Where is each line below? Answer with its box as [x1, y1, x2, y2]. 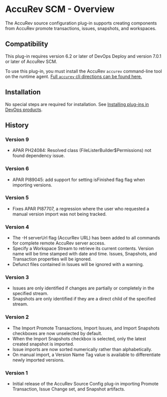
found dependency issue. [12, 152, 65, 158]
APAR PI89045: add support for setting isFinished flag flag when [12, 176, 146, 182]
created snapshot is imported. [12, 341, 74, 347]
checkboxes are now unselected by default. [12, 330, 103, 336]
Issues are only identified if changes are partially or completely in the [12, 285, 155, 291]
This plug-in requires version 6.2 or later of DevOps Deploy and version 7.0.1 [5, 53, 162, 59]
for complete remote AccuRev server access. [12, 240, 106, 246]
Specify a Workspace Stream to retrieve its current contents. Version [12, 245, 154, 251]
